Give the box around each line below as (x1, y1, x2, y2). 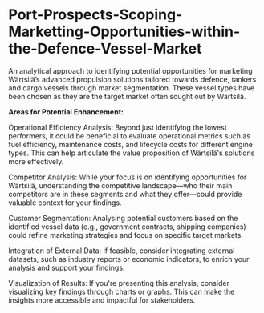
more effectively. (8, 156, 64, 166)
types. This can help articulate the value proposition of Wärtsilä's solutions (8, 148, 255, 158)
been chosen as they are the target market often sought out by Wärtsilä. (8, 91, 246, 101)
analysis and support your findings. (8, 263, 125, 272)
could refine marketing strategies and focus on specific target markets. (8, 230, 243, 239)
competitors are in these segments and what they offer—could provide (8, 189, 242, 199)
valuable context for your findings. (8, 198, 122, 207)
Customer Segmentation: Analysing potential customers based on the (8, 213, 238, 223)
